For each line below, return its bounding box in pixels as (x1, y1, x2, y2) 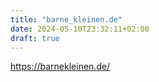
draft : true (10, 33, 60, 43)
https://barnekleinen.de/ (10, 61, 111, 73)
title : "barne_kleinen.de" (10, 14, 123, 25)
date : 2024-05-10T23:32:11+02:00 (10, 24, 150, 34)
